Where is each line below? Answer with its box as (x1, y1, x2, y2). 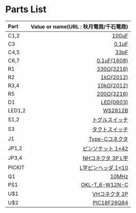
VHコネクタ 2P (92, 190, 128, 198)
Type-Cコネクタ (88, 135, 128, 142)
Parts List (5, 4, 47, 15)
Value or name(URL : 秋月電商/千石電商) (30, 23, 128, 30)
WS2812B (103, 106, 128, 114)
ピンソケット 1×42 (82, 145, 128, 152)
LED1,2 (8, 106, 26, 114)
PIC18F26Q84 (92, 199, 128, 206)
